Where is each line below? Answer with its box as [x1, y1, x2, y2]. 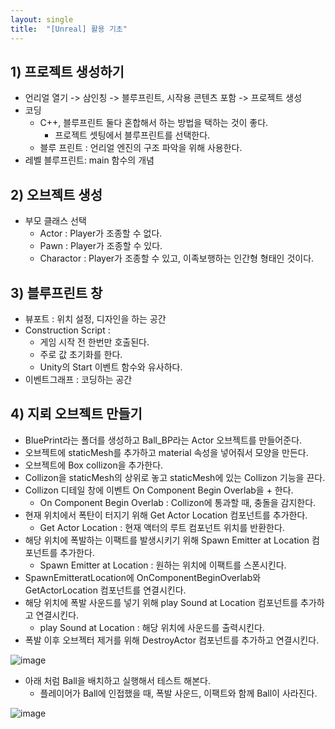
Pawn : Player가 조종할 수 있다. [39, 240, 163, 252]
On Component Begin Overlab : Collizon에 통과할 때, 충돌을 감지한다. [39, 496, 317, 508]
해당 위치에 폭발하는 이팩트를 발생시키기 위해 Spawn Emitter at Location [24, 534, 310, 546]
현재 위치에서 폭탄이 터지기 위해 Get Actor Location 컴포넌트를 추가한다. [24, 509, 308, 521]
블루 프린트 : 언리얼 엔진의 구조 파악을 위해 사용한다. [39, 142, 243, 154]
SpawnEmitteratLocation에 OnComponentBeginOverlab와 [24, 571, 262, 583]
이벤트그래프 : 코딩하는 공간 [24, 373, 133, 385]
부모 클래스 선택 [24, 215, 87, 227]
